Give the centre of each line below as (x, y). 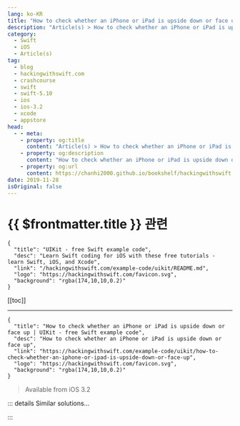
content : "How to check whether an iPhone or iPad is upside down (127, 160)
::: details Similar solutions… (49, 403)
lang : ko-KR (25, 14)
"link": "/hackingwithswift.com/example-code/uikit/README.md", (111, 268)
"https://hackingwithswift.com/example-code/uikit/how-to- (129, 351)
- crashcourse (35, 80)
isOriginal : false (35, 186)
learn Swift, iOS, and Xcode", (54, 262)
